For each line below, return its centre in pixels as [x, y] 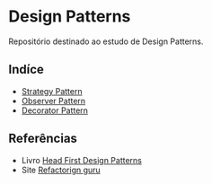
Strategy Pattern [52, 91]
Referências [43, 139]
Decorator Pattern [55, 110]
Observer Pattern [53, 101]
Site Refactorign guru [61, 170]
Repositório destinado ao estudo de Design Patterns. [106, 41]
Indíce [26, 70]
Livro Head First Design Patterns [82, 160]
